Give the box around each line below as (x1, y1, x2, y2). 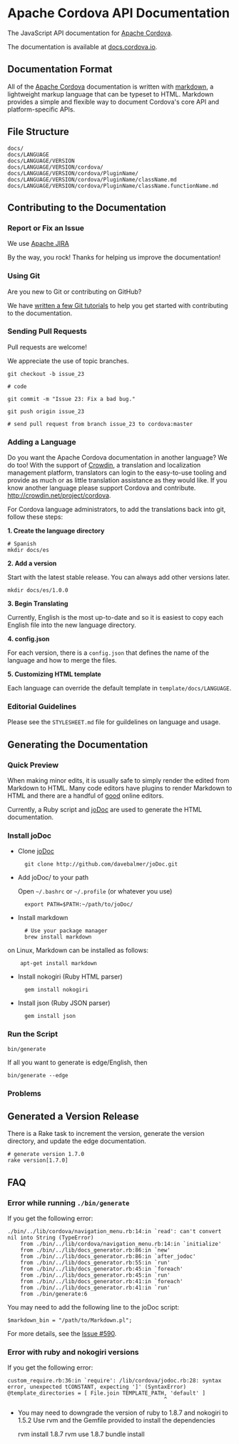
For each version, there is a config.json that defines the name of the (7, 648, 209, 657)
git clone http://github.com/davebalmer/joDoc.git (24, 861, 178, 868)
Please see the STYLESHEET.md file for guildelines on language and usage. (7, 718, 221, 726)
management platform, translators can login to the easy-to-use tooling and (7, 468, 227, 477)
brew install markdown (24, 934, 92, 941)
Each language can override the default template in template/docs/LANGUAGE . (7, 684, 232, 693)
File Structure (7, 126, 69, 138)
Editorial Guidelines (7, 702, 77, 712)
